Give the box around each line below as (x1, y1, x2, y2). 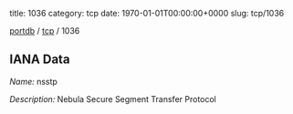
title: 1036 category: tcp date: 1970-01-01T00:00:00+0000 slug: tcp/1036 (9, 8, 285, 18)
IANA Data (9, 52, 70, 67)
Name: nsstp (9, 76, 58, 87)
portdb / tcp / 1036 (9, 26, 80, 36)
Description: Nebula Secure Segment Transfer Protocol (9, 93, 217, 104)
